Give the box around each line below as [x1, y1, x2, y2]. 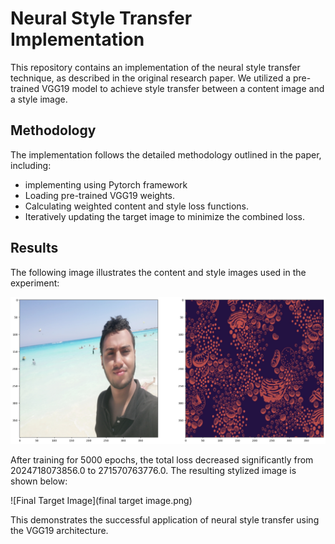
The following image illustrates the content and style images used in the [10, 266, 307, 278]
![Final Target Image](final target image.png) [10, 495, 193, 507]
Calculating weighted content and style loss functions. [24, 200, 249, 212]
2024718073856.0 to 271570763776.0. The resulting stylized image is [10, 465, 297, 477]
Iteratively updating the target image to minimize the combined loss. [24, 210, 306, 222]
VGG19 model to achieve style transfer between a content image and [41, 82, 325, 94]
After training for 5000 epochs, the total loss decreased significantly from [10, 454, 314, 466]
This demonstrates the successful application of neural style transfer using [10, 514, 320, 526]
